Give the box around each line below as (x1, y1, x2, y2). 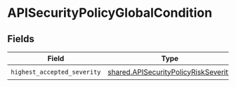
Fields (7, 33, 35, 45)
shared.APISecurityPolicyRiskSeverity (107, 67, 232, 76)
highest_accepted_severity (11, 68, 101, 76)
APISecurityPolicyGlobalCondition (7, 5, 213, 21)
